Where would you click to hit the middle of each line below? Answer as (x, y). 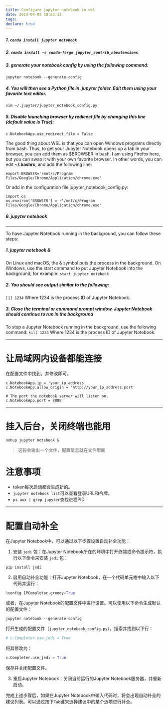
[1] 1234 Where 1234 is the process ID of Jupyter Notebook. (68, 297)
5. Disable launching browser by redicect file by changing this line (76, 116)
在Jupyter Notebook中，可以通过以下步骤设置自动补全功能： (68, 541)
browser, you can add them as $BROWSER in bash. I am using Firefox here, (83, 153)
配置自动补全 (32, 526)
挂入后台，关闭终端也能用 (58, 426)
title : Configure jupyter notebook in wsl (50, 10)
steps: (12, 238)
